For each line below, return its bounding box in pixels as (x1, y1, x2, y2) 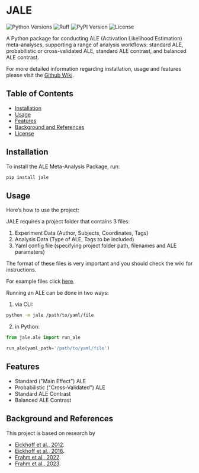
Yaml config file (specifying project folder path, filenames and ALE (14, 242, 177, 250)
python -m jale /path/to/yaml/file (6, 313, 94, 319)
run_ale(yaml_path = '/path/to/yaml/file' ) (6, 345, 110, 351)
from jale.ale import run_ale (6, 335, 81, 340)
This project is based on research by (6, 429, 96, 437)
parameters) (14, 248, 46, 256)
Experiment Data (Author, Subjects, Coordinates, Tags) (14, 229, 149, 236)
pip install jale (6, 174, 49, 180)
